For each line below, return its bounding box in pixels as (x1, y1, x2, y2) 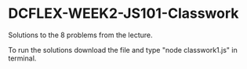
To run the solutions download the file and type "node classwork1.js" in (8, 45, 238, 54)
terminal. (8, 53, 37, 63)
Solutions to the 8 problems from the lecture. (8, 30, 153, 40)
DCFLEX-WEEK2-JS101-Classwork (8, 5, 239, 22)
